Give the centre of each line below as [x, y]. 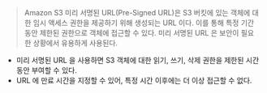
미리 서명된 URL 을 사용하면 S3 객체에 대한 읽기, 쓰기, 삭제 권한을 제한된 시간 [138, 60]
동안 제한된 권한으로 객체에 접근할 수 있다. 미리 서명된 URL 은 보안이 [131, 33]
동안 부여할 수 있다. [46, 70]
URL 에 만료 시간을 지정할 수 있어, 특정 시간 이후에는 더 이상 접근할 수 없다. [134, 80]
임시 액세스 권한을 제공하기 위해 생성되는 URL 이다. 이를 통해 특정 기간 [143, 23]
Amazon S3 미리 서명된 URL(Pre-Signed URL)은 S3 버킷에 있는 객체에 [137, 13]
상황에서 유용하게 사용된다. [75, 43]
